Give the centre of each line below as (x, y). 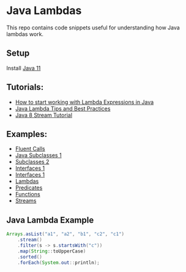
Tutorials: (25, 87)
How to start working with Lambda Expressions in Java (84, 102)
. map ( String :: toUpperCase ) (52, 251)
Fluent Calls (30, 149)
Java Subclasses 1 (39, 155)
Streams (26, 201)
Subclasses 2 (32, 162)
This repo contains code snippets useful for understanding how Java (93, 28)
